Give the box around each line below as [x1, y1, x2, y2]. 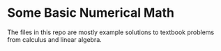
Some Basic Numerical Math [7, 5, 174, 21]
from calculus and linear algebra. [7, 35, 102, 43]
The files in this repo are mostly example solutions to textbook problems [7, 28, 215, 36]
